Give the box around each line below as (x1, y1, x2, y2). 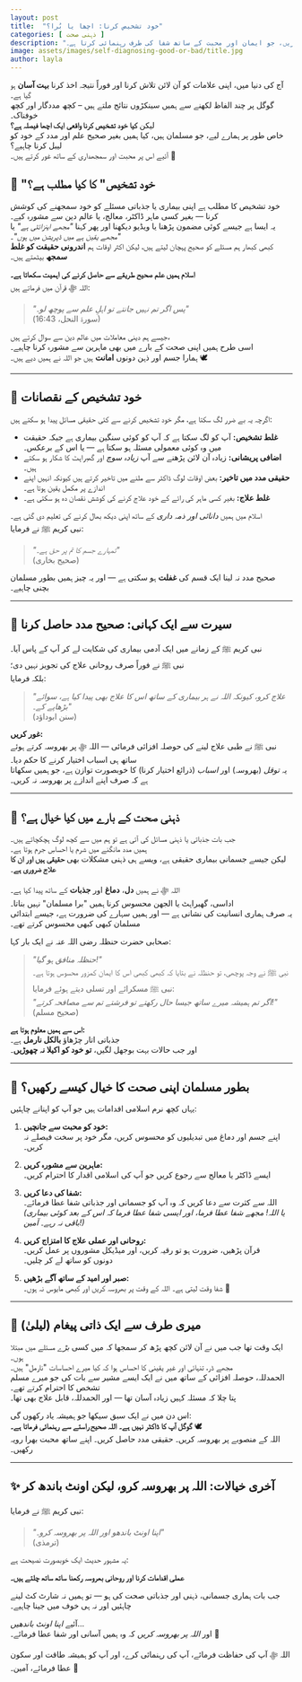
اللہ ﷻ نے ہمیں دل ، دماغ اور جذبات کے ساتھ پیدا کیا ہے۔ (10, 885, 180, 896)
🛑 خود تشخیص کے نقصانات (10, 390, 142, 405)
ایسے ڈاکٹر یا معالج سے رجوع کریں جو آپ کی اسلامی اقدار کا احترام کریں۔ (22, 1170, 272, 1180)
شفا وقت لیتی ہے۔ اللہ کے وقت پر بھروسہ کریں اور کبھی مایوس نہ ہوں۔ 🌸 (22, 1283, 231, 1293)
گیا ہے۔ (10, 90, 32, 100)
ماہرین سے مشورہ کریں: (22, 1160, 103, 1170)
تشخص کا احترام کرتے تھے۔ (10, 1381, 101, 1392)
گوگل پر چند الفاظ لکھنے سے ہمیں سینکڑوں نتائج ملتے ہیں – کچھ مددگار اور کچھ (10, 100, 274, 110)
